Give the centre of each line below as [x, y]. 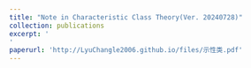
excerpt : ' [29, 34]
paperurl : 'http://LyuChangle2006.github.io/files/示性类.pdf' [126, 50]
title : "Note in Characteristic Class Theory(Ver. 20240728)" [126, 17]
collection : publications [57, 26]
